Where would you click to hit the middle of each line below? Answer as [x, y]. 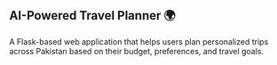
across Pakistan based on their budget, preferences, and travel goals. [137, 51]
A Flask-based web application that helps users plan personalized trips [139, 41]
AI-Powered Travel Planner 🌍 [92, 16]
